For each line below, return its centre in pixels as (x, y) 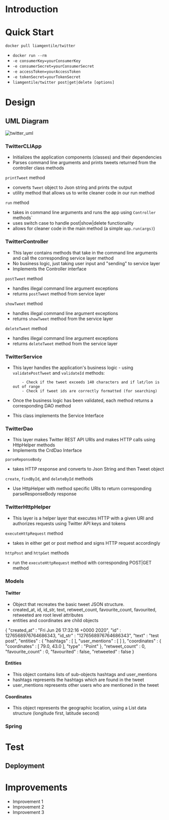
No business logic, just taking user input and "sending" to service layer (86, 263)
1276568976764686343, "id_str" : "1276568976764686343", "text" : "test (82, 635)
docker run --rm (30, 56)
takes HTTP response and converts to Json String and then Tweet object (88, 469)
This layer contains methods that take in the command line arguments (85, 252)
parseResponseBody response (44, 494)
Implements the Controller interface (49, 269)
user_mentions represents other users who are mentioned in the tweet (86, 685)
